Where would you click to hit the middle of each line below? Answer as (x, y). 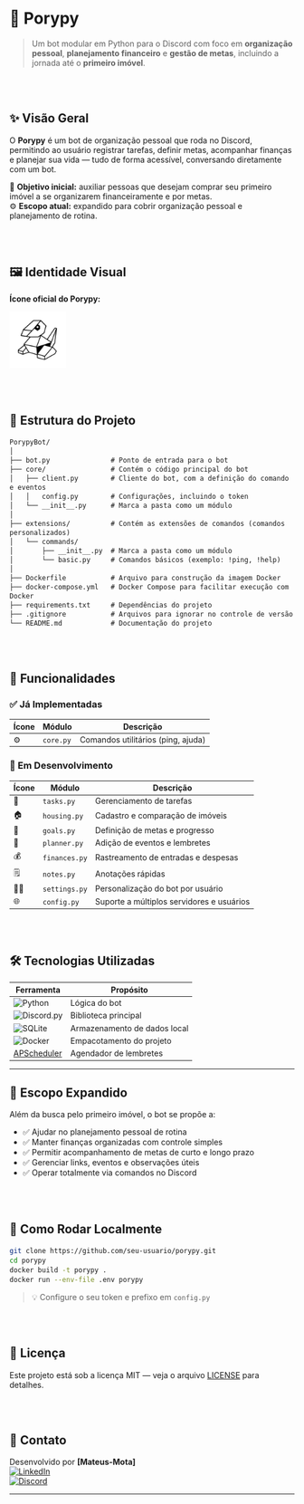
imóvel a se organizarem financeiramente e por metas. (111, 196)
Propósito (129, 990)
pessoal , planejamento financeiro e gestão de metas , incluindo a (155, 53)
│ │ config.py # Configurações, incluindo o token (129, 497)
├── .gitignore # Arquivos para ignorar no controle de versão (152, 615)
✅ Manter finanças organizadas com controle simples (123, 1142)
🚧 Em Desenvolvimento (61, 766)
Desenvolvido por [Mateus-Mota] (72, 1462)
